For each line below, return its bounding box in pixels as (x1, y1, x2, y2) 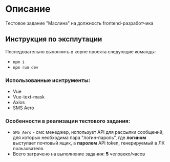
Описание (5, 3, 51, 15)
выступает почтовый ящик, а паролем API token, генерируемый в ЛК (12, 140, 165, 146)
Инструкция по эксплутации (5, 35, 102, 44)
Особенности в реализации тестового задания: (5, 117, 131, 125)
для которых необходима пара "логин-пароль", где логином (12, 134, 146, 141)
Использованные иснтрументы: (5, 76, 91, 84)
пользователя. (12, 146, 45, 152)
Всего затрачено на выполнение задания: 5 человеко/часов (12, 151, 145, 157)
